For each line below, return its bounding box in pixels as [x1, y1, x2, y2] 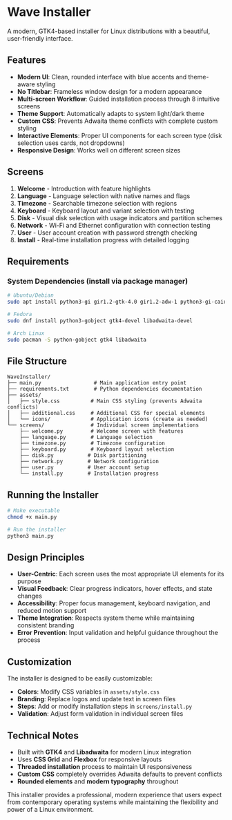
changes [17, 592, 43, 601]
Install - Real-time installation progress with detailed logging [17, 235, 190, 244]
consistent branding [17, 621, 75, 629]
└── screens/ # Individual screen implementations [7, 422, 199, 429]
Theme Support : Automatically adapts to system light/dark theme [17, 109, 205, 117]
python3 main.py [7, 532, 54, 539]
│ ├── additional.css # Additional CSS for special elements [7, 410, 206, 417]
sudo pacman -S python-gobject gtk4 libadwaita [7, 336, 147, 343]
